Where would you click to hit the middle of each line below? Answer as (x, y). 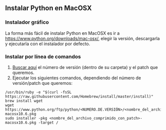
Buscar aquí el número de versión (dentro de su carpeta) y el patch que (85, 67)
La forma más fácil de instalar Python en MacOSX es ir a (62, 33)
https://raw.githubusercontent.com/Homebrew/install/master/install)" (79, 96)
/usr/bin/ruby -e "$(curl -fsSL (38, 92)
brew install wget (24, 101)
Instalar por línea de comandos (43, 57)
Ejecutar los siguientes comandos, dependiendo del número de (77, 78)
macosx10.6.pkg (21, 123)
